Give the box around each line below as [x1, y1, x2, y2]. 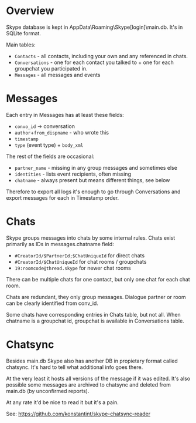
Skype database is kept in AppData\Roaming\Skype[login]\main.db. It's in [6, 23, 183, 31]
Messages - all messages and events [14, 71, 101, 78]
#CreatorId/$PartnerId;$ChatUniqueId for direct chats [14, 251, 145, 259]
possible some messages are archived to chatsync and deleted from [6, 381, 171, 388]
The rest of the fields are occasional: [6, 153, 95, 160]
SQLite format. [6, 29, 41, 36]
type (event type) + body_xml [14, 141, 84, 148]
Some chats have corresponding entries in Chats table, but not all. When [6, 311, 181, 318]
